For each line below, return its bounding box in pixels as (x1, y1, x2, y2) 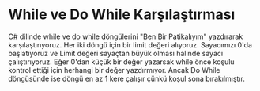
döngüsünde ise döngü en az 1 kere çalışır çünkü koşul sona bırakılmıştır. (8, 74, 245, 83)
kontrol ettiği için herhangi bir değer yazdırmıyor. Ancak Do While (8, 65, 220, 74)
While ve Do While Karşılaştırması (8, 6, 236, 24)
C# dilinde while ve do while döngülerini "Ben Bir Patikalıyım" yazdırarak (8, 32, 243, 41)
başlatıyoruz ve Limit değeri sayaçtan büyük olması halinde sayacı (8, 48, 224, 58)
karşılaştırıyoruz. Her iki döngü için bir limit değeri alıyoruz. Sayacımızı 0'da (8, 40, 253, 49)
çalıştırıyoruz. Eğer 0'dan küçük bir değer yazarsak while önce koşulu (8, 57, 235, 66)
